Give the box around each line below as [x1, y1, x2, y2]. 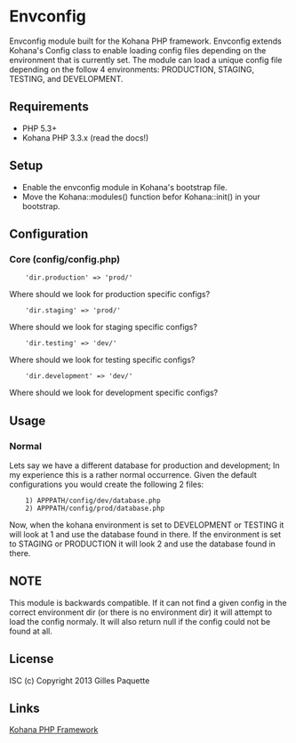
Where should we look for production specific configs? [9, 289, 211, 300]
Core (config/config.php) [9, 253, 121, 265]
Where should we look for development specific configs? [9, 387, 219, 398]
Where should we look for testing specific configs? [9, 354, 196, 366]
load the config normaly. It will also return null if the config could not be [9, 616, 271, 626]
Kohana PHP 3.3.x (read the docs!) [21, 132, 149, 143]
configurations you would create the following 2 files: [9, 479, 204, 489]
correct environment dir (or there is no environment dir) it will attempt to [9, 607, 273, 618]
